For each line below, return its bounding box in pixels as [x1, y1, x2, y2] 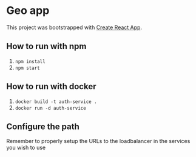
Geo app [6, 4, 50, 18]
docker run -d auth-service [15, 105, 86, 111]
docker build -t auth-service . [15, 98, 97, 105]
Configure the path [6, 121, 80, 132]
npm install [15, 58, 46, 64]
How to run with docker [6, 81, 96, 92]
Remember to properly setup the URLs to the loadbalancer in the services [6, 138, 191, 145]
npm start [15, 65, 41, 71]
